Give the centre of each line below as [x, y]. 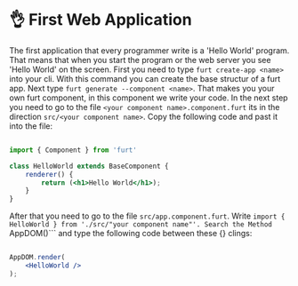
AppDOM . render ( [37, 258]
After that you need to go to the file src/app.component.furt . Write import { [147, 216]
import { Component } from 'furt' [73, 150]
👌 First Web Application [101, 20]
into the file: [31, 126]
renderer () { [49, 174]
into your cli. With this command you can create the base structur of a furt [145, 78]
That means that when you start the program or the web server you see [140, 60]
